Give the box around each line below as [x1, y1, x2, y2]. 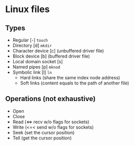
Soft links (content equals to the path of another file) [20, 80, 129, 86]
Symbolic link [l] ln [12, 69, 52, 75]
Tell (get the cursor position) [12, 135, 72, 141]
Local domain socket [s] [12, 59, 63, 64]
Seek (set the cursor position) [12, 129, 75, 135]
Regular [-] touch [12, 37, 48, 43]
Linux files [5, 4, 50, 15]
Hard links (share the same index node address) [20, 75, 120, 80]
